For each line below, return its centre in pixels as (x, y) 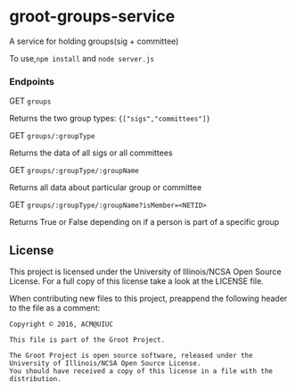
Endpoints (32, 81)
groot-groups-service (92, 17)
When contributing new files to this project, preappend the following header (148, 299)
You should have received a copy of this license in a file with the (141, 371)
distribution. (36, 379)
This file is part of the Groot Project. (87, 340)
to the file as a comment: (55, 308)
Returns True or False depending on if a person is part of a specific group (144, 222)
